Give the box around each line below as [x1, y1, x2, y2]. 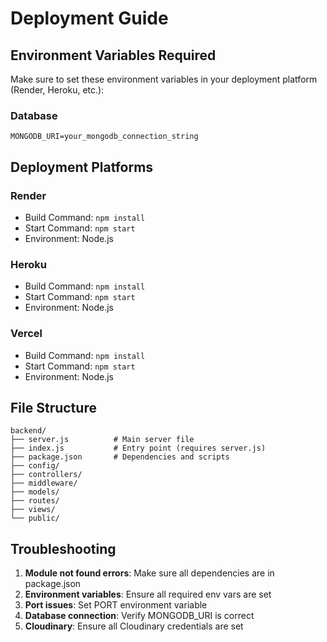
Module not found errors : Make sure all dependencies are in [24, 567, 275, 579]
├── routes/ [10, 496, 60, 506]
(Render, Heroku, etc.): [10, 84, 105, 96]
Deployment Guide [10, 7, 169, 30]
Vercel [10, 327, 43, 341]
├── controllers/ [10, 470, 83, 480]
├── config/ [10, 461, 60, 471]
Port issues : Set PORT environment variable [24, 599, 208, 611]
